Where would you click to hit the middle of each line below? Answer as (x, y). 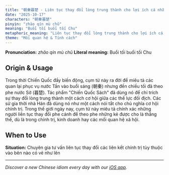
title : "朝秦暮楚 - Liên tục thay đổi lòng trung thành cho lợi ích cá (80, 10)
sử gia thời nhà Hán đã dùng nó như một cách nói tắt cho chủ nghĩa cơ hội (82, 103)
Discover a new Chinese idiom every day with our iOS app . (66, 167)
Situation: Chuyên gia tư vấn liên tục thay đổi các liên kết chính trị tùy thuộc (84, 147)
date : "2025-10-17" (26, 15)
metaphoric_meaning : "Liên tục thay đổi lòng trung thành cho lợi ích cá (84, 33)
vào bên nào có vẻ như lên (33, 153)
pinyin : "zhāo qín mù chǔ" (33, 24)
